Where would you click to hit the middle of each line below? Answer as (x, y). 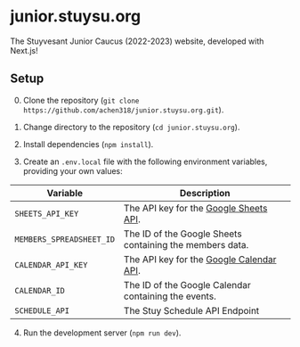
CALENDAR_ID (40, 290)
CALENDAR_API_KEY (51, 264)
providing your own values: (73, 170)
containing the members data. (186, 244)
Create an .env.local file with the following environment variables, (145, 161)
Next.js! (24, 50)
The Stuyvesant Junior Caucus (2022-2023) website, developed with (137, 41)
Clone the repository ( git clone (81, 100)
